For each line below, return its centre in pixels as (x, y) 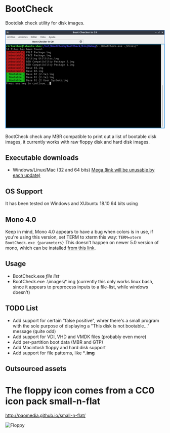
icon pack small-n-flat (53, 401)
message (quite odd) (34, 331)
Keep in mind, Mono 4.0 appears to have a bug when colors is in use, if (79, 231)
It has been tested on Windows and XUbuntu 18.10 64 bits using (72, 204)
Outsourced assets (36, 369)
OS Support (24, 191)
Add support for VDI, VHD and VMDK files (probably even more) (79, 337)
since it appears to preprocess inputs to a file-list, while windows (80, 287)
